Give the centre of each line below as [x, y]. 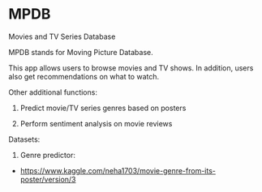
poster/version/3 [48, 179]
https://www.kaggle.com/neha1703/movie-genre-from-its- [118, 170]
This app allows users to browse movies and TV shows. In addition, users [131, 68]
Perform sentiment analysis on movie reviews [96, 123]
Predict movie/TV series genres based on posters [103, 108]
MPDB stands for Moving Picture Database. [81, 52]
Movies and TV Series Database [62, 36]
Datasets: [24, 139]
